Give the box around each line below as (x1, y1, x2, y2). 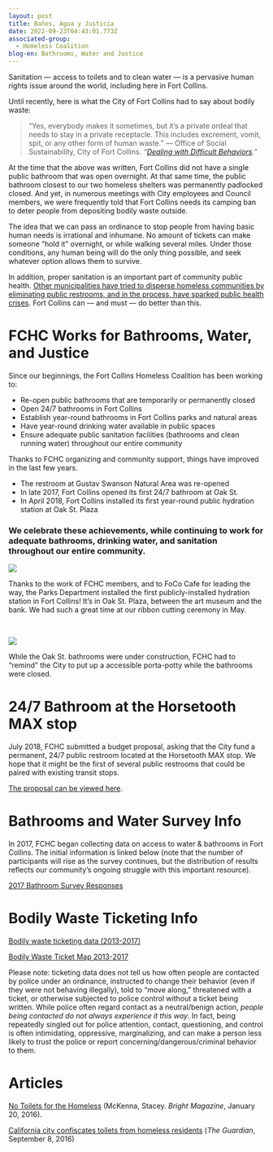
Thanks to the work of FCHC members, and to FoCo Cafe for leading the (8, 579, 251, 589)
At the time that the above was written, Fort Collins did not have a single (8, 163, 249, 172)
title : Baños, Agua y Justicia (8, 20, 115, 28)
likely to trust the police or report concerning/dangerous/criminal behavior (8, 1037, 257, 1047)
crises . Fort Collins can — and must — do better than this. (8, 298, 202, 308)
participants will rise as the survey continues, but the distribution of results (8, 856, 258, 866)
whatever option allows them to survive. (8, 256, 142, 265)
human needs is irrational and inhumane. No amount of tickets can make (8, 230, 251, 240)
